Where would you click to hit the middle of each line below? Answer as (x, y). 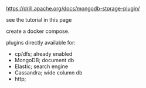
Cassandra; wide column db (48, 72)
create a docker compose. (38, 31)
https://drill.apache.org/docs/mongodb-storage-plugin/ (73, 9)
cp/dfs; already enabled (43, 54)
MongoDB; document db (44, 60)
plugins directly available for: (41, 43)
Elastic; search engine (41, 66)
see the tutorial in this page (39, 20)
